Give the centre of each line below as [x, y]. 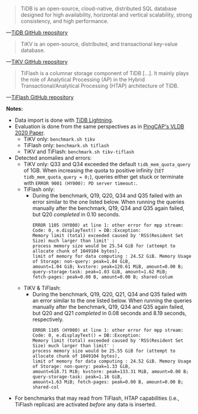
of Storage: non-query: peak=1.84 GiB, [82, 261]
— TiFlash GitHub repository [40, 97]
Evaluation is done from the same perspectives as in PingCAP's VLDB [99, 126]
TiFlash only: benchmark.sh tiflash [66, 145]
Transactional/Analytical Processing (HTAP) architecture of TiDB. [100, 86]
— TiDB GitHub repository [37, 33]
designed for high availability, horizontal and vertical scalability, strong [106, 15]
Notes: [15, 109]
